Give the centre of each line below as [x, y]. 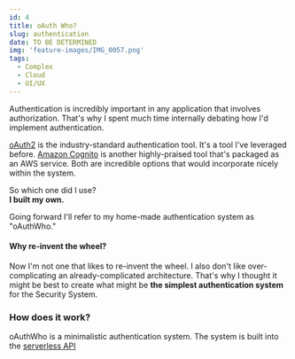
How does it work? [50, 317]
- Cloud [31, 75]
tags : [19, 59]
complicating [33, 275]
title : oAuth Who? [43, 26]
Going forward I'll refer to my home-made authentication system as [132, 216]
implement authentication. [57, 127]
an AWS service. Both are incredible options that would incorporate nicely [144, 163]
